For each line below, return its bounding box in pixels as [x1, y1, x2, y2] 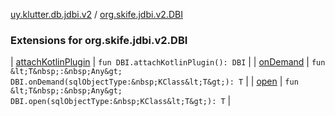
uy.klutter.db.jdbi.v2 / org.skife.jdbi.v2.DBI [10, 9, 183, 20]
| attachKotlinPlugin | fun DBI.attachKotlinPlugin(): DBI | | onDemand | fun [10, 56, 326, 68]
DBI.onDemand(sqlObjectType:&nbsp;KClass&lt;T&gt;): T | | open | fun [10, 75, 299, 88]
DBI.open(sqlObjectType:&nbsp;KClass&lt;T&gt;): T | [10, 95, 232, 107]
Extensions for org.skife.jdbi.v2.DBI [10, 33, 188, 47]
